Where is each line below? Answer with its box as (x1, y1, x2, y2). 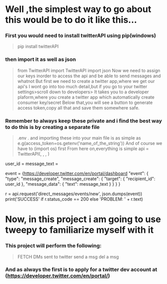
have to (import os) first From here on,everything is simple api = (17, 146, 149, 152)
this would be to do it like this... (5, 14, 137, 26)
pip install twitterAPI (17, 44, 59, 50)
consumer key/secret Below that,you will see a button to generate (17, 99, 153, 105)
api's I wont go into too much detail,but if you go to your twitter (17, 83, 147, 89)
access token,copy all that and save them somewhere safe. (17, 104, 140, 111)
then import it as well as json (5, 56, 76, 63)
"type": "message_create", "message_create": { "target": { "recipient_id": (5, 176, 155, 182)
